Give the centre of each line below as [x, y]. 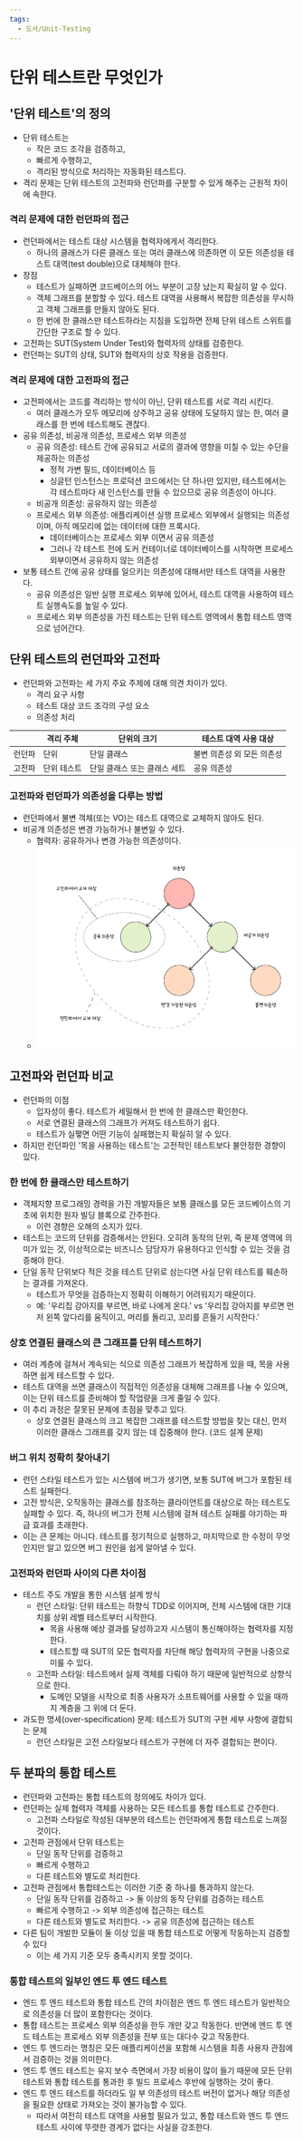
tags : [19, 19]
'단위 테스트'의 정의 [60, 114]
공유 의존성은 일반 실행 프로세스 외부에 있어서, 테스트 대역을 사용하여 [156, 595]
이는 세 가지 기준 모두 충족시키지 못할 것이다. [114, 1955]
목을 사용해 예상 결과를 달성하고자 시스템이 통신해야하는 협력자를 [163, 1628]
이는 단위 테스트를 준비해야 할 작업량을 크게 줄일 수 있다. [121, 1398]
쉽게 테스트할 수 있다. [77, 1376]
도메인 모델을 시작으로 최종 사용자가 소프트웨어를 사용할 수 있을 [161, 1696]
